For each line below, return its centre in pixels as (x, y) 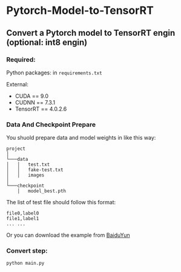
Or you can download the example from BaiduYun (68, 235)
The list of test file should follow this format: (61, 202)
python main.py (25, 264)
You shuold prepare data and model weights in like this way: (81, 138)
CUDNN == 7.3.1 (35, 102)
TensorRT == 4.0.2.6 (41, 109)
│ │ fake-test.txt (35, 170)
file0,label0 (23, 213)
